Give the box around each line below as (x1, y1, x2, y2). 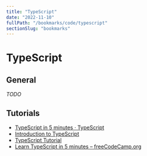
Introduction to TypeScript (14, 130, 79, 137)
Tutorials (6, 108, 40, 118)
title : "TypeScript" (6, 8, 58, 15)
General (6, 75, 37, 85)
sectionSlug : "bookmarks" (6, 25, 70, 32)
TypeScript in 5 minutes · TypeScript (14, 124, 105, 131)
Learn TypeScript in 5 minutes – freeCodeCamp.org (14, 143, 142, 150)
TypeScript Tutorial (14, 137, 62, 144)
